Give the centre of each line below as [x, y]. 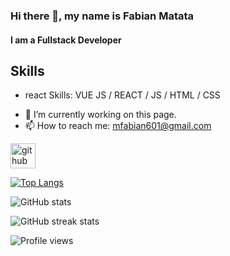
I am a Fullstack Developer [66, 40]
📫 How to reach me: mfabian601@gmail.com [118, 126]
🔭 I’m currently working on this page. [100, 115]
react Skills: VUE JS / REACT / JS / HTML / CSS [122, 95]
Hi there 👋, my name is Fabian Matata [102, 16]
